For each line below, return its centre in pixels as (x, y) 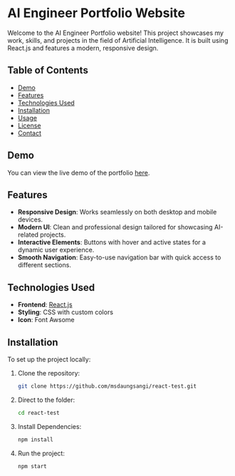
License (29, 125)
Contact (29, 133)
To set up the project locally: (49, 359)
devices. (30, 219)
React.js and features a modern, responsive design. (83, 48)
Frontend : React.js (45, 305)
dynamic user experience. (56, 250)
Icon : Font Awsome (46, 320)
